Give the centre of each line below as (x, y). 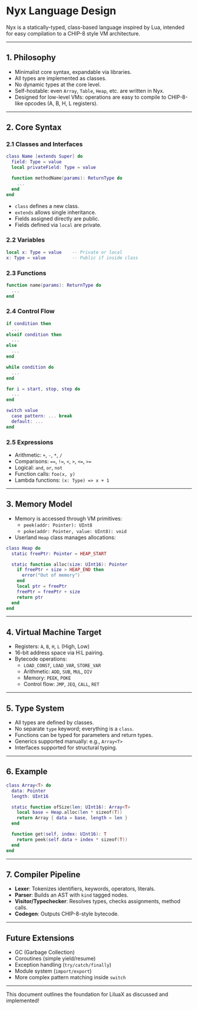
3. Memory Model (39, 504)
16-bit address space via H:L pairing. (59, 653)
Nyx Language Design (61, 11)
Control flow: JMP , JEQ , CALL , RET (62, 684)
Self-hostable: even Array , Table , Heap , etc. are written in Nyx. (90, 90)
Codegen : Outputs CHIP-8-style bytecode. (67, 914)
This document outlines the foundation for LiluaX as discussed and (87, 995)
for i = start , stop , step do (43, 389)
